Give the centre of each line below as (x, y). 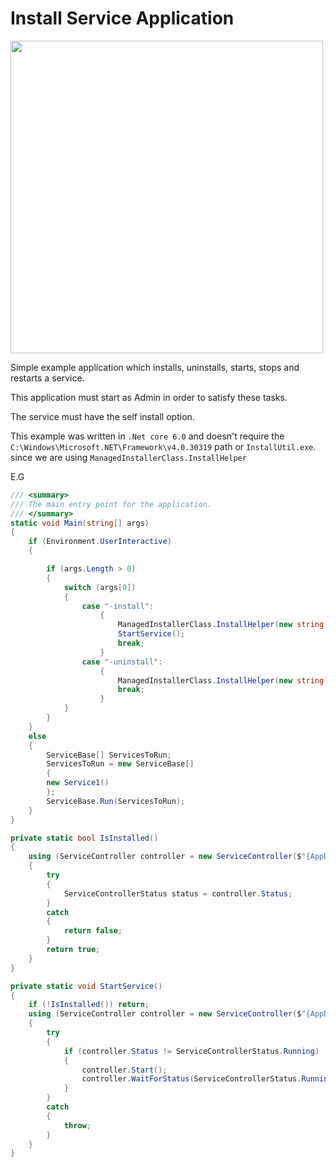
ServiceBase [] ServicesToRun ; (109, 755)
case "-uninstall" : (122, 662)
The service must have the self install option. (102, 416)
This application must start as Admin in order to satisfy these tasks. (149, 397)
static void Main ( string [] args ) (80, 523)
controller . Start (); (124, 1070)
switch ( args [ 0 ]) (100, 587)
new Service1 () (78, 783)
